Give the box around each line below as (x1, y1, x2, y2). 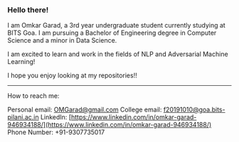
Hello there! (7, 5, 49, 15)
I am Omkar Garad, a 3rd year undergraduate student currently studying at (7, 21, 225, 30)
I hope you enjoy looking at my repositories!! (7, 71, 137, 80)
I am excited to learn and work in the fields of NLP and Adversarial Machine (7, 50, 229, 58)
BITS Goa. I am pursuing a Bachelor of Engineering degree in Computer (7, 28, 217, 37)
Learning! (7, 58, 36, 66)
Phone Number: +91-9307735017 (7, 128, 105, 136)
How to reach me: (7, 92, 60, 100)
